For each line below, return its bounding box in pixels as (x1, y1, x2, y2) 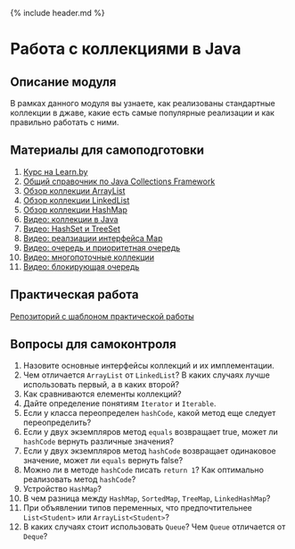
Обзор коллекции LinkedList (22, 195, 130, 205)
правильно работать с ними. (10, 117, 119, 128)
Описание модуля (10, 74, 117, 89)
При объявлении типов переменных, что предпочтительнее (22, 503, 253, 513)
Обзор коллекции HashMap (22, 204, 128, 215)
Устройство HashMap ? (22, 484, 102, 495)
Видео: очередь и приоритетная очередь (22, 242, 181, 253)
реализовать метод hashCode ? (22, 474, 136, 485)
